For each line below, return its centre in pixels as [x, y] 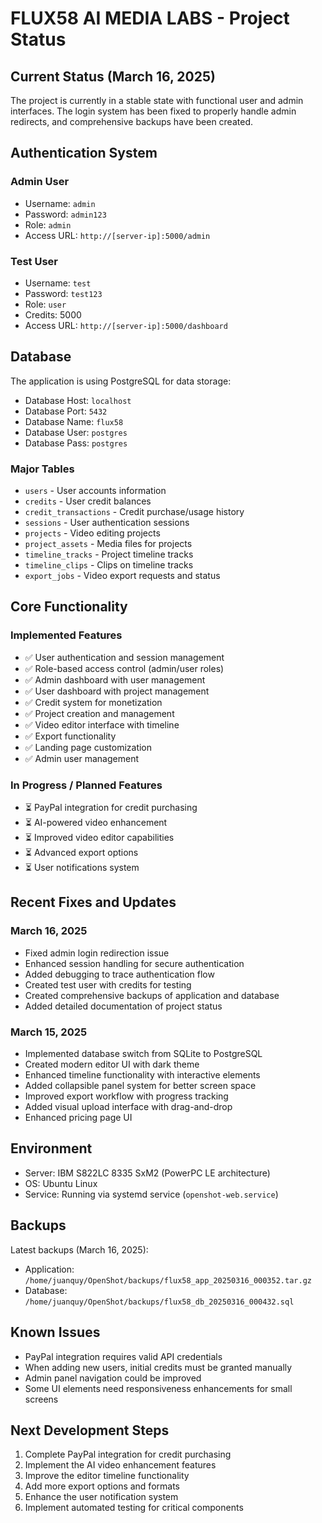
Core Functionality [69, 607]
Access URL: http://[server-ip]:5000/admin [117, 235]
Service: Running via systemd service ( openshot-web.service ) [151, 1194]
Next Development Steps [90, 1430]
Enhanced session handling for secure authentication [134, 963]
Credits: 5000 [53, 314]
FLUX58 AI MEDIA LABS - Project [150, 18]
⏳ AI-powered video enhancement [96, 823]
